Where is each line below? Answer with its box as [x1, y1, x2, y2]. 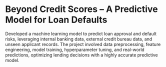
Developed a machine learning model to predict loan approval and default [5, 30, 156, 36]
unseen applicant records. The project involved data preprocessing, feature [5, 41, 161, 47]
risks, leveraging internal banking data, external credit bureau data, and [5, 36, 152, 42]
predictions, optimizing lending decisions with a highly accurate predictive [5, 51, 158, 58]
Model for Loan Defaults [5, 14, 107, 25]
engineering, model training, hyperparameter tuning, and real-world [5, 46, 145, 52]
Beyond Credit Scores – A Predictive [5, 3, 158, 15]
